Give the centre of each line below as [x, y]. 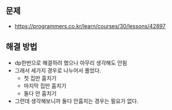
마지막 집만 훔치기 [45, 86]
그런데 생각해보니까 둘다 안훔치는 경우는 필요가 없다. [76, 101]
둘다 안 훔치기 [40, 93]
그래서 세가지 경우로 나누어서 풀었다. [58, 70]
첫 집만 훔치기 [40, 78]
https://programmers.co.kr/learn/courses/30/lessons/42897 [90, 26]
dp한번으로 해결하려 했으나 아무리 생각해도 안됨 [71, 62]
